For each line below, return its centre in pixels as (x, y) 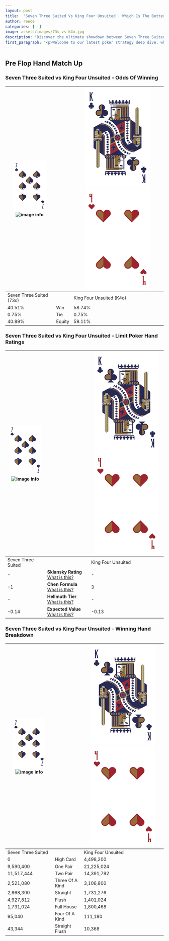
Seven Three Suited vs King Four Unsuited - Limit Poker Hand (82, 336)
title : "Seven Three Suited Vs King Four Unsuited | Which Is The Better (85, 16)
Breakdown (19, 635)
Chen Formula (62, 584)
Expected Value (64, 609)
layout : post (19, 11)
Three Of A (66, 881)
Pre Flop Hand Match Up (44, 64)
